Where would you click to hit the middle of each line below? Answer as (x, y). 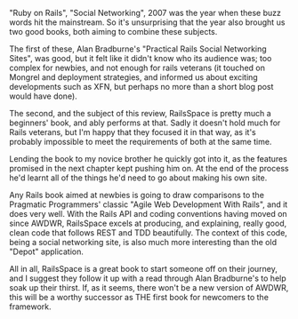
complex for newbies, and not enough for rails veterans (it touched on (137, 68)
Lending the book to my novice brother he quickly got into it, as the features (148, 159)
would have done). (43, 96)
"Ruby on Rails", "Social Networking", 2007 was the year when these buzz (145, 13)
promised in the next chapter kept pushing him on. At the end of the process (149, 168)
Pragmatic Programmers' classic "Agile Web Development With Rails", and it (149, 204)
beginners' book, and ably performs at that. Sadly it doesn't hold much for (145, 123)
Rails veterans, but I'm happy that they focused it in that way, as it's (133, 132)
